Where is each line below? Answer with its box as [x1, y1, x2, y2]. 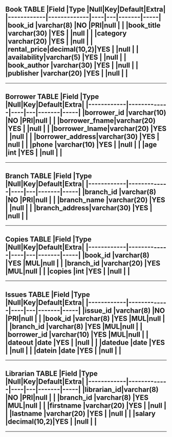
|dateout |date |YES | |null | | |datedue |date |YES [5, 338, 165, 347]
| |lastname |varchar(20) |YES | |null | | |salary [5, 409, 156, 418]
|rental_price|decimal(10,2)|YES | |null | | [5, 45, 139, 54]
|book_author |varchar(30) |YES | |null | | [5, 61, 139, 70]
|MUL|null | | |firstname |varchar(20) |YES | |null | [5, 401, 166, 410]
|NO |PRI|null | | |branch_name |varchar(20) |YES [5, 195, 165, 205]
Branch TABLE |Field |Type [5, 172, 92, 181]
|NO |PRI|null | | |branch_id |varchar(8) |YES [5, 394, 149, 402]
